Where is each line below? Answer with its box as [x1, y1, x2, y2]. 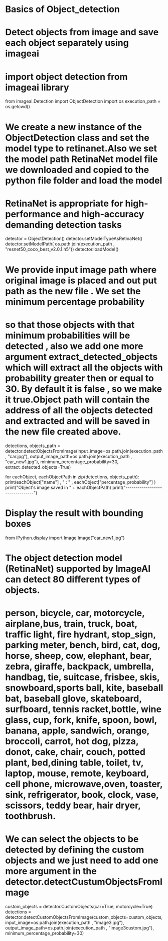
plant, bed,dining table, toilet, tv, [5, 757, 144, 768]
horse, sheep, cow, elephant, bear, [5, 650, 152, 661]
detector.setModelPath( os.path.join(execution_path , [5, 241, 115, 247]
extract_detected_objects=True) [5, 464, 71, 470]
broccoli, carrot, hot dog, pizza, [5, 735, 139, 747]
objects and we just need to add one [5, 855, 159, 866]
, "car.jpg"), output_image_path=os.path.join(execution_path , [5, 453, 132, 459]
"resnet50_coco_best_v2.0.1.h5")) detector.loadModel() [5, 246, 119, 252]
